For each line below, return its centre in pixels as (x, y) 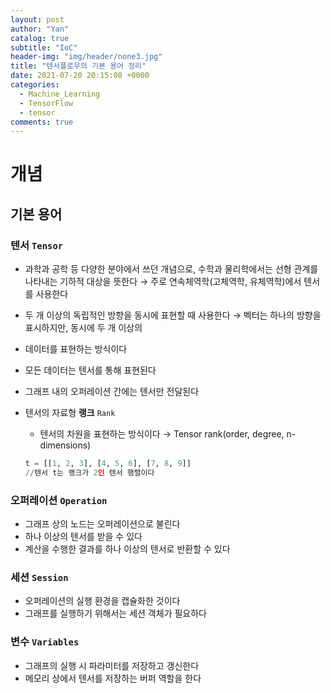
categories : (35, 85)
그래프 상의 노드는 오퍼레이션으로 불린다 (102, 524)
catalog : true (40, 38)
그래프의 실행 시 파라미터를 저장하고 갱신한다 (112, 665)
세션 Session (39, 578)
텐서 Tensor (37, 245)
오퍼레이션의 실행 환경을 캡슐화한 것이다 (102, 601)
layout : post (37, 19)
